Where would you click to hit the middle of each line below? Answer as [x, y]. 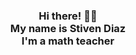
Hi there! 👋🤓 [68, 16]
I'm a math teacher [68, 41]
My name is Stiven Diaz [68, 28]
